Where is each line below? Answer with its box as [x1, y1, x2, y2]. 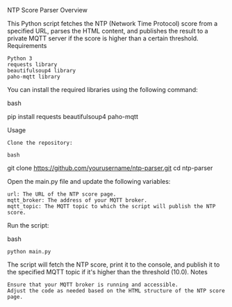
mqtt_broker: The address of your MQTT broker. [7, 197, 148, 204]
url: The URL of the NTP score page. [7, 191, 117, 198]
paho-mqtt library [7, 73, 60, 80]
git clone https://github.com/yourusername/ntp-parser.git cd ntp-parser [7, 164, 213, 172]
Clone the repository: [7, 139, 73, 146]
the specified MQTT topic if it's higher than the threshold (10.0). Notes [7, 268, 208, 276]
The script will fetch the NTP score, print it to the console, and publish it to [7, 260, 220, 269]
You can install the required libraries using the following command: [7, 86, 198, 93]
